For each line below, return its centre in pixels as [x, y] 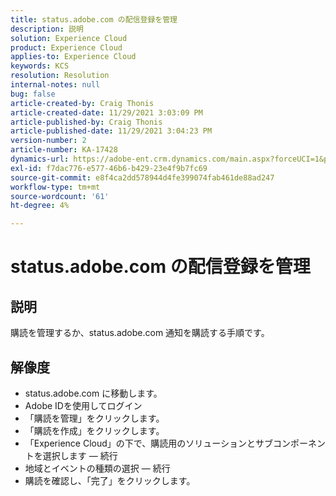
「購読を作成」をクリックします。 [94, 430]
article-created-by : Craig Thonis [82, 103]
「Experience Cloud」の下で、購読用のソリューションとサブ [148, 443]
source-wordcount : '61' [60, 196]
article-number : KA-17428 [64, 150]
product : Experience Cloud [66, 47]
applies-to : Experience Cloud [73, 57]
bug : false [33, 94]
